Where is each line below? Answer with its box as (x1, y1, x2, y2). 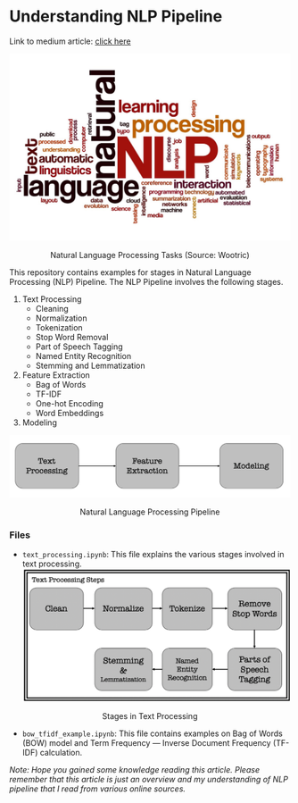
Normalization (35, 313, 87, 323)
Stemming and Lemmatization (35, 360, 145, 372)
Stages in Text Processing (102, 710, 198, 721)
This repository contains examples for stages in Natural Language (9, 267, 252, 278)
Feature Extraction (21, 370, 91, 381)
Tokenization (35, 322, 83, 333)
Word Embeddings (35, 408, 104, 419)
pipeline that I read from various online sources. (9, 783, 186, 794)
